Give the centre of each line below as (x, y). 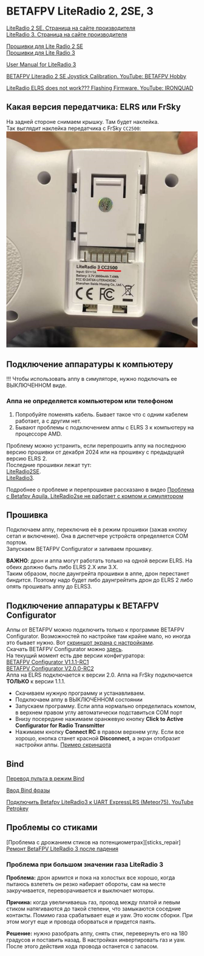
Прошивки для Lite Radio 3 (41, 52)
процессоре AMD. (39, 434)
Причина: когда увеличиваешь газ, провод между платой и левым (93, 903)
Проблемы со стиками (52, 828)
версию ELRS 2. (27, 458)
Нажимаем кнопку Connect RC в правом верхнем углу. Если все (100, 732)
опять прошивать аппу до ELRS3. (49, 587)
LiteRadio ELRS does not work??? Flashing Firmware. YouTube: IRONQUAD (100, 88)
